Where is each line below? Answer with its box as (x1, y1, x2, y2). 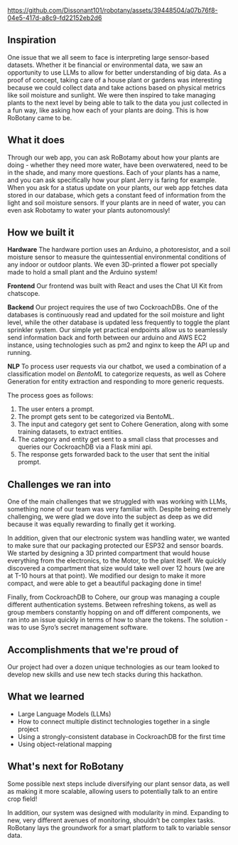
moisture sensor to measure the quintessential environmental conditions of (7, 253, 227, 262)
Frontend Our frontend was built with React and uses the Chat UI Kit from (7, 282, 223, 290)
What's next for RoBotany (7, 760, 124, 772)
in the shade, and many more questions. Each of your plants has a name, (7, 168, 220, 176)
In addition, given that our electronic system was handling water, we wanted (7, 533, 230, 543)
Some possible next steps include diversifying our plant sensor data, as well (7, 779, 229, 788)
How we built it (7, 227, 75, 239)
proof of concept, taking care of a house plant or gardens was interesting (7, 75, 222, 84)
